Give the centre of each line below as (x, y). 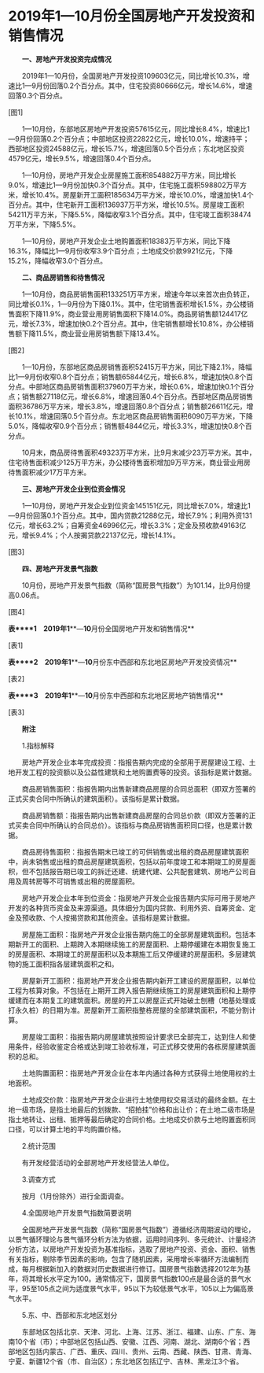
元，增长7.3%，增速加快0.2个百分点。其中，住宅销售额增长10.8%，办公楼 (128, 323)
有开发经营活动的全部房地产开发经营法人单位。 (97, 1162)
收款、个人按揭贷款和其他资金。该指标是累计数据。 (111, 917)
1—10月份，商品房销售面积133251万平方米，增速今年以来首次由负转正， (137, 294)
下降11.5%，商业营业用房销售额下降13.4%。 (93, 333)
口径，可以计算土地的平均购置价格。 (67, 1129)
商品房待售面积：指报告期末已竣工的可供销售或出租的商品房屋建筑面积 (135, 851)
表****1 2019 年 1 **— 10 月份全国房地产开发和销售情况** (101, 628)
